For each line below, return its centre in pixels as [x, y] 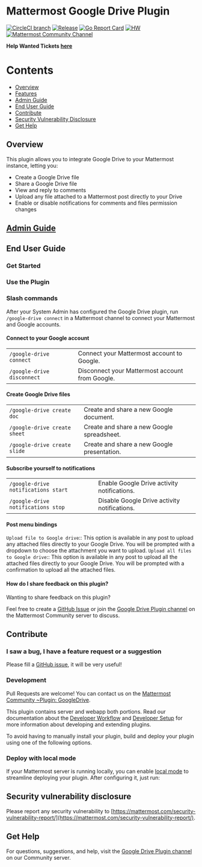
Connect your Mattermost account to [130, 353]
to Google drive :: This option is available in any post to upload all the [92, 557]
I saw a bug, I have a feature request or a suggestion [84, 651]
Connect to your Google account [48, 338]
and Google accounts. [34, 324]
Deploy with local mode [41, 758]
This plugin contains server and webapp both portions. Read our [86, 711]
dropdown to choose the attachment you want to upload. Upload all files [99, 551]
